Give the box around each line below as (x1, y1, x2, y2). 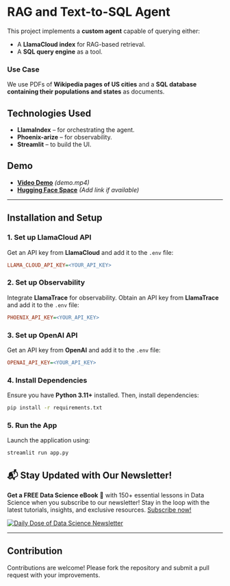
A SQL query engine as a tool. (16, 47, 103, 56)
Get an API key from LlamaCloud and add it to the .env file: (7, 248, 174, 256)
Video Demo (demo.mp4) (16, 178, 90, 186)
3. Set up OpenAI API (7, 330, 78, 340)
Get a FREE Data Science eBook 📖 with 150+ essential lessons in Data (7, 491, 205, 499)
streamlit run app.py (7, 449, 69, 457)
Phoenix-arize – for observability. (16, 133, 112, 142)
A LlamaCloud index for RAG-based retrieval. (16, 40, 146, 48)
